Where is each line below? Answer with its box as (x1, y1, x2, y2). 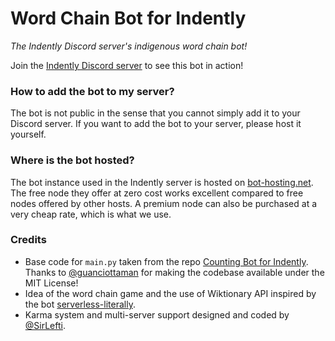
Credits (10, 233, 47, 247)
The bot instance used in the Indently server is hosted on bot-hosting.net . (10, 176, 314, 188)
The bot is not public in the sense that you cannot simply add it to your (10, 107, 301, 119)
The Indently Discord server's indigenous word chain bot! (10, 40, 248, 52)
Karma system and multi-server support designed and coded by (24, 308, 290, 321)
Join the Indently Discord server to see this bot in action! (10, 59, 244, 71)
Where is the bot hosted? (10, 153, 135, 167)
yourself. (10, 128, 47, 141)
